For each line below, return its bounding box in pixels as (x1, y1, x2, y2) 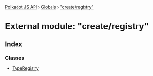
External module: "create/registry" (5, 21, 149, 32)
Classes (5, 54, 25, 61)
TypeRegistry (12, 65, 39, 71)
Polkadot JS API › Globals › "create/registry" (5, 4, 94, 10)
